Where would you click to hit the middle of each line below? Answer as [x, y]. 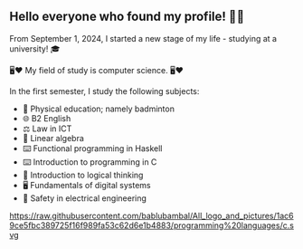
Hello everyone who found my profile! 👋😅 [127, 17]
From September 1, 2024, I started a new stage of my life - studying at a [143, 38]
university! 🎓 [35, 48]
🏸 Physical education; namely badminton [98, 109]
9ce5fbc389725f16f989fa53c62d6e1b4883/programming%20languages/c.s [151, 225]
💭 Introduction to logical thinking [83, 175]
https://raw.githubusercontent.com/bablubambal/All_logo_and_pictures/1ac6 [151, 215]
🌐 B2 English [47, 118]
